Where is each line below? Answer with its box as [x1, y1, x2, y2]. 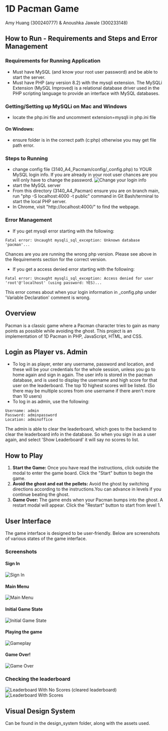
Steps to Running [5, 155, 48, 162]
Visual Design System [5, 707, 75, 715]
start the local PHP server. [12, 199, 67, 205]
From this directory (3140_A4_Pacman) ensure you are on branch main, [12, 188, 160, 194]
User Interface [5, 517, 52, 525]
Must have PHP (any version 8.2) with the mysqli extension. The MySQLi [12, 79, 162, 86]
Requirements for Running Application [5, 57, 101, 65]
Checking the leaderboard [5, 675, 71, 682]
